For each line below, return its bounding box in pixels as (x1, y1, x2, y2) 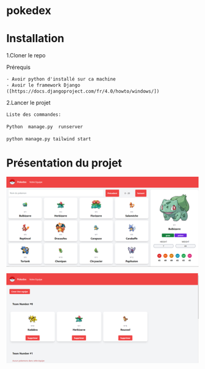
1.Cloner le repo (6, 52, 46, 59)
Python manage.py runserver (6, 124, 84, 130)
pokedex (6, 4, 52, 18)
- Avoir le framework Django (6, 82, 81, 88)
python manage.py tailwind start (6, 136, 92, 142)
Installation (6, 32, 65, 46)
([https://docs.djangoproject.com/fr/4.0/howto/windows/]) (6, 88, 160, 95)
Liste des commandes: (6, 112, 62, 118)
